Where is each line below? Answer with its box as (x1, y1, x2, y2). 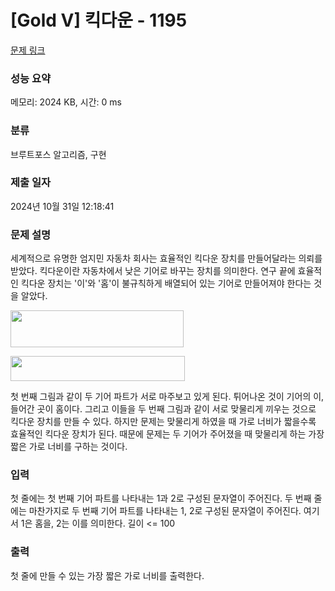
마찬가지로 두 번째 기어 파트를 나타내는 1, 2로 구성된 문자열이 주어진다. (28, 505, 302, 517)
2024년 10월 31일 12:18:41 (10, 200, 115, 212)
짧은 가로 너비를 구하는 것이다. (10, 441, 128, 453)
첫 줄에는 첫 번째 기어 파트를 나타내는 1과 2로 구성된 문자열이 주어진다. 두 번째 (10, 492, 312, 505)
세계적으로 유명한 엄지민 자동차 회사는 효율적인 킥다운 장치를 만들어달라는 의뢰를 (10, 252, 323, 265)
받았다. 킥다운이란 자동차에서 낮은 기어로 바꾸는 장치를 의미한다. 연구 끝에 (10, 265, 296, 277)
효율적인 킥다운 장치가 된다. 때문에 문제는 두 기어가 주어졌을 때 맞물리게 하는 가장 (10, 428, 325, 440)
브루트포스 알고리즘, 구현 (10, 148, 107, 160)
